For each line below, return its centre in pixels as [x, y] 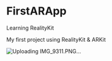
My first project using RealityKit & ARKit [56, 39]
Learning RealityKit [30, 28]
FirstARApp [36, 11]
